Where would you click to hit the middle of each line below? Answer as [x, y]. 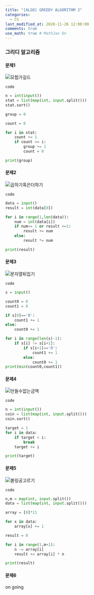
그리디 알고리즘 [23, 52]
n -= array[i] [29, 549]
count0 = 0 [17, 302]
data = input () [21, 203]
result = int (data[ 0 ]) [29, 208]
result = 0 [17, 535]
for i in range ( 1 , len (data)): [37, 217]
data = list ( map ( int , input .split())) [46, 503]
